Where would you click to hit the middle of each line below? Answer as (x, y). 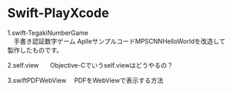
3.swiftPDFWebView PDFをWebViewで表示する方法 (85, 80)
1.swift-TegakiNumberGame (48, 33)
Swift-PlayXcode (58, 13)
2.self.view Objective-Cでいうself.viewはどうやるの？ (90, 65)
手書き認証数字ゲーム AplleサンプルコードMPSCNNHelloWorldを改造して (119, 41)
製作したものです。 (35, 50)
